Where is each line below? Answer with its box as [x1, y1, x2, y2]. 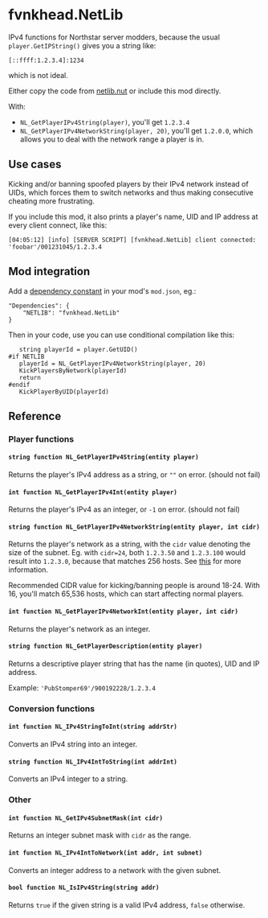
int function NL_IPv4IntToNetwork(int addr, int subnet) [8, 849, 203, 857]
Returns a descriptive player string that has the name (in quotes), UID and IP [8, 658, 260, 669]
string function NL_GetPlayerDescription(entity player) [8, 642, 203, 651]
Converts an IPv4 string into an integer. [8, 739, 138, 749]
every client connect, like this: [8, 220, 108, 230]
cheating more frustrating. [8, 196, 95, 206]
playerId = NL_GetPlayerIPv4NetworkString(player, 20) [18, 360, 206, 368]
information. [8, 565, 49, 574]
